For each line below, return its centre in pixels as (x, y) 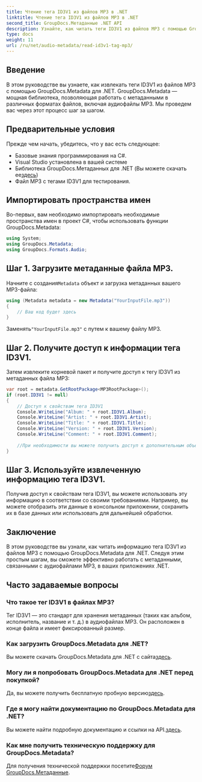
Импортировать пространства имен (78, 200)
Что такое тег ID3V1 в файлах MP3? (60, 602)
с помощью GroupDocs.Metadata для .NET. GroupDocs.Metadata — (92, 91)
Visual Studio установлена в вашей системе (71, 162)
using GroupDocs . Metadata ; (40, 244)
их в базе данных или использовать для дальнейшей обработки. (90, 513)
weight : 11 (20, 40)
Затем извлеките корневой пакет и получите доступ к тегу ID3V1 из (93, 372)
